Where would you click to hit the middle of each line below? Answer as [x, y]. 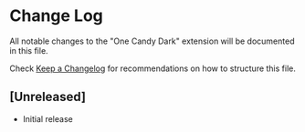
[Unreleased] [48, 97]
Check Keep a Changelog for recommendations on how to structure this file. [153, 68]
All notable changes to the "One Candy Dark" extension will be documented [152, 41]
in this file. [29, 50]
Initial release [47, 118]
